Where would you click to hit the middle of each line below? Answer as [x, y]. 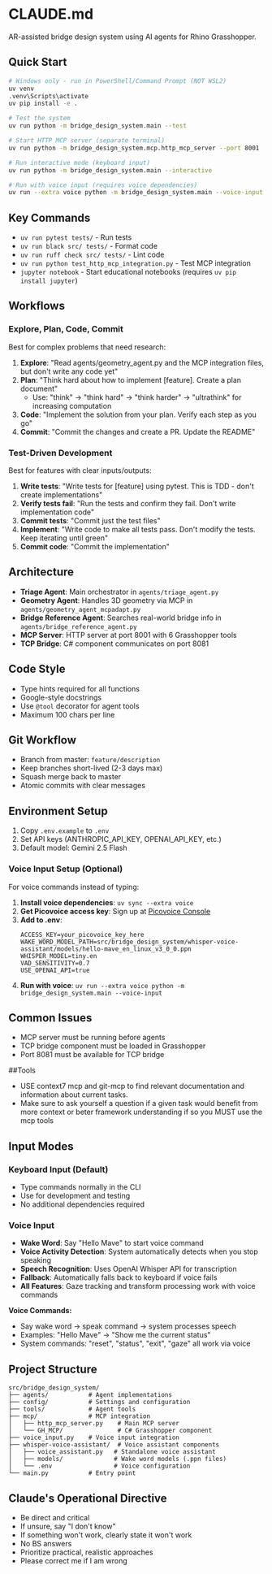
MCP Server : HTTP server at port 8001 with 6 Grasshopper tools [128, 635]
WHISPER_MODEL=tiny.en [58, 956]
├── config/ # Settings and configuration [99, 1403]
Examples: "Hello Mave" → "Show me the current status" [115, 1335]
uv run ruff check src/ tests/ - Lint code [92, 255]
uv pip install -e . [43, 104]
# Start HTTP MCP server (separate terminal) [86, 141]
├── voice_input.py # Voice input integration [94, 1438]
